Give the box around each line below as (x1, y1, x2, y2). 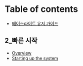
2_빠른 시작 (4, 36, 38, 45)
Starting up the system (11, 55, 58, 61)
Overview (11, 50, 32, 56)
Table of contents (4, 3, 79, 15)
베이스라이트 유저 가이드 (11, 20, 59, 26)
